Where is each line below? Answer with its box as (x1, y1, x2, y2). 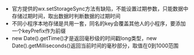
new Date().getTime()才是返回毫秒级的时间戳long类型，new (11, 35, 157, 41)
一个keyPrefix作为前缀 (11, 27, 66, 34)
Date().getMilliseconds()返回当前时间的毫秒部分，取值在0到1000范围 (11, 42, 179, 49)
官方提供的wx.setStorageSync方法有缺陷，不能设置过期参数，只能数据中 (11, 5, 189, 12)
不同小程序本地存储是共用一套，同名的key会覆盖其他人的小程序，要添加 (11, 20, 186, 27)
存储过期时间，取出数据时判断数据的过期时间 (11, 12, 121, 20)
